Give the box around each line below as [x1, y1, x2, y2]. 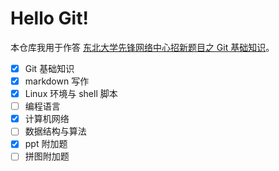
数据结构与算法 [24, 125, 87, 137]
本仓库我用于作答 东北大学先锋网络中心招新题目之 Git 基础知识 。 [10, 41, 275, 53]
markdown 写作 [24, 75, 90, 87]
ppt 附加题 [24, 138, 68, 150]
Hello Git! [10, 7, 89, 30]
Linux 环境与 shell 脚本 [24, 88, 118, 100]
